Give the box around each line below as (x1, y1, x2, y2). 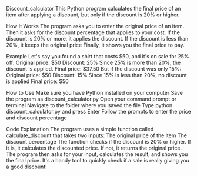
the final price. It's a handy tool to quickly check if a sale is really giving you (6, 157, 189, 164)
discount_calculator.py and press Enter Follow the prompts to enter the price (6, 108, 191, 115)
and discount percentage (6, 114, 67, 121)
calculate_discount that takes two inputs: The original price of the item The (6, 132, 187, 139)
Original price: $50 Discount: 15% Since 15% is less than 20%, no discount (6, 72, 187, 78)
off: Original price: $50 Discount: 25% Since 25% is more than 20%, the (6, 59, 181, 66)
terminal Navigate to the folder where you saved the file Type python (6, 102, 173, 108)
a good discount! (6, 163, 47, 170)
